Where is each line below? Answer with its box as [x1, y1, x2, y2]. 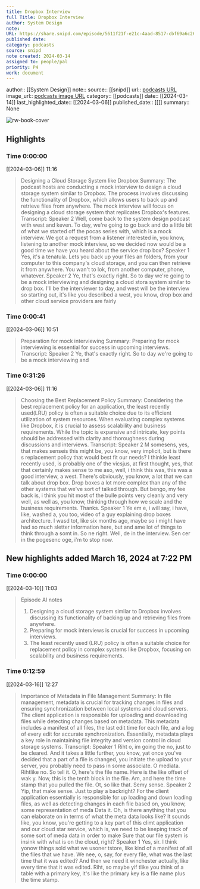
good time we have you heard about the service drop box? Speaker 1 [20, 246, 190, 254]
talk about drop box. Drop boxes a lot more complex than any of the [20, 479, 187, 486]
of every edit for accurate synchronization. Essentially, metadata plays [20, 730, 193, 737]
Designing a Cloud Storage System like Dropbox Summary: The [20, 177, 177, 184]
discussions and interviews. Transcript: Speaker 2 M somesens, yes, [20, 441, 189, 448]
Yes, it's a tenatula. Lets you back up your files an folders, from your [20, 253, 189, 260]
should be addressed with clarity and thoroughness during [20, 434, 165, 442]
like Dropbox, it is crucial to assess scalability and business [20, 422, 166, 429]
